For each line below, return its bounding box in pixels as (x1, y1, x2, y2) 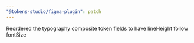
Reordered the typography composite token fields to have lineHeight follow (6, 25, 189, 32)
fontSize (6, 31, 27, 38)
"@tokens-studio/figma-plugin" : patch (6, 8, 101, 15)
